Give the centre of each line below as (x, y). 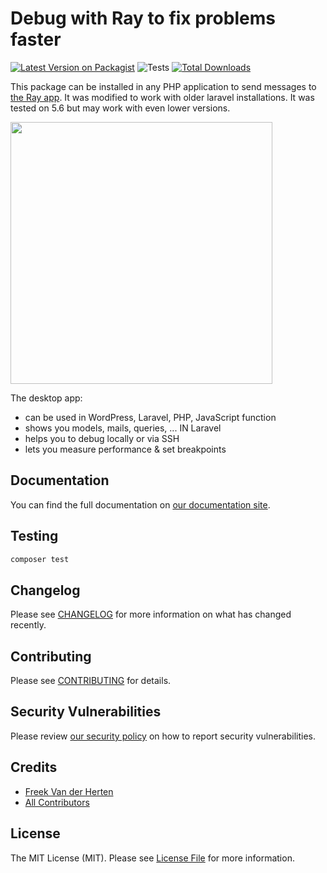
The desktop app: (46, 398)
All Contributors (57, 802)
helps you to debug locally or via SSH (102, 438)
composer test (40, 559)
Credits (34, 767)
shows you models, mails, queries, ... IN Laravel (123, 428)
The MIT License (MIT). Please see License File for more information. (152, 858)
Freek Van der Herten (69, 791)
